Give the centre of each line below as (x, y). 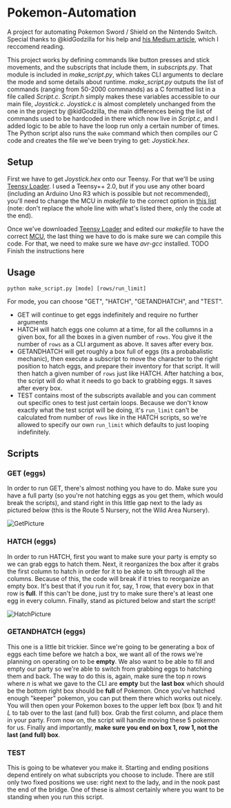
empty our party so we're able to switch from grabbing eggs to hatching (110, 669)
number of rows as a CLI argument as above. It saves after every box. (115, 344)
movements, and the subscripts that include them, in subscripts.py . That (110, 67)
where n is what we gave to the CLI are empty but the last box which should (116, 683)
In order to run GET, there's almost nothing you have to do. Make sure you (112, 489)
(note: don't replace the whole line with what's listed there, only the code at (114, 208)
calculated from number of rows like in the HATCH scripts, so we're (112, 417)
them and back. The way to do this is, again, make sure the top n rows (107, 676)
